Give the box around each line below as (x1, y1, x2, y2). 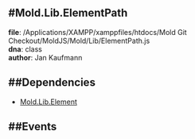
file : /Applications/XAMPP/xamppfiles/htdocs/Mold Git (8, 27, 187, 37)
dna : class (8, 44, 42, 54)
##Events (8, 120, 57, 133)
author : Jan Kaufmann (8, 52, 83, 62)
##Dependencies (8, 75, 96, 90)
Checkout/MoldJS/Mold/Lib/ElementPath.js (8, 36, 150, 45)
